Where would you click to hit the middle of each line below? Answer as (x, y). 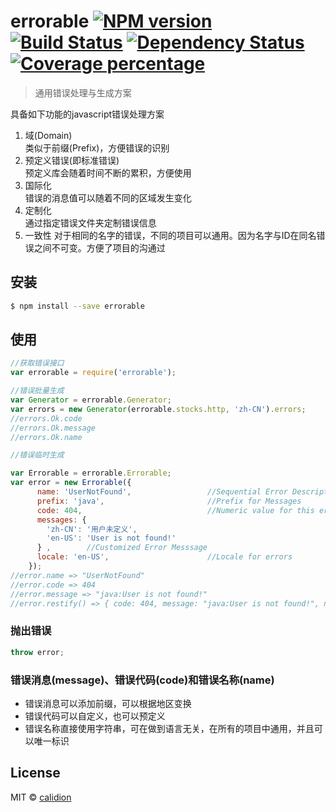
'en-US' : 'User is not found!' (111, 538)
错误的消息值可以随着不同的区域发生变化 (108, 197)
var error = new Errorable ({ (71, 483)
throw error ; (37, 652)
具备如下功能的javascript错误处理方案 (87, 114)
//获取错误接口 (37, 363)
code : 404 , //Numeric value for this (175, 510)
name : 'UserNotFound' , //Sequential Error (162, 492)
